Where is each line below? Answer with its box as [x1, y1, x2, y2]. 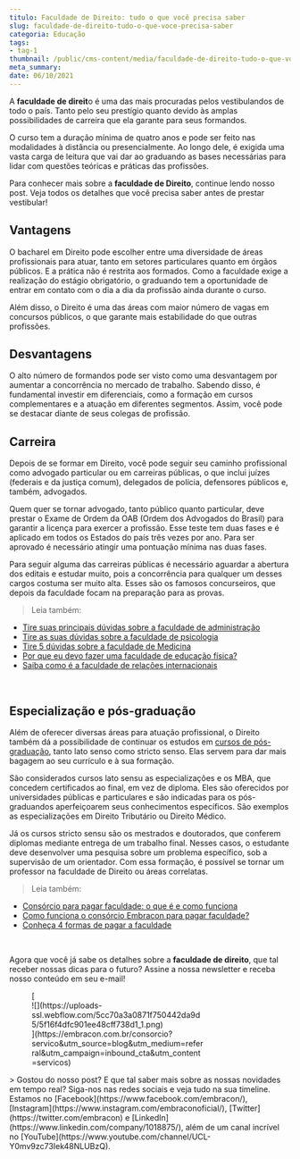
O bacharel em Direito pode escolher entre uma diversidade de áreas [9, 247, 263, 257]
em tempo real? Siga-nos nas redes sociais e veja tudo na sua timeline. [9, 1084, 271, 1095]
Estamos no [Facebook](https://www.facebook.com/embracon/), [9, 1094, 248, 1104]
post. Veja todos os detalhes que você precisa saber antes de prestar [9, 187, 265, 197]
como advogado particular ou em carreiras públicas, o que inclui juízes [9, 467, 271, 478]
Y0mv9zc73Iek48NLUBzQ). [9, 1141, 112, 1151]
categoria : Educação [9, 29, 87, 38]
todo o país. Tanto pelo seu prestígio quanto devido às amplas [9, 105, 238, 116]
